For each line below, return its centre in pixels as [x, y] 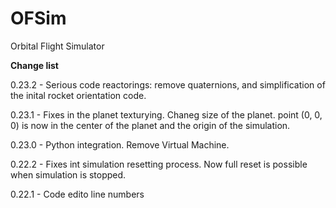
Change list [34, 65]
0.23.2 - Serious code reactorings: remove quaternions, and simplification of [168, 84]
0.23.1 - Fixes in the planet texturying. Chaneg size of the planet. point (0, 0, [166, 114]
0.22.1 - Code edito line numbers [77, 194]
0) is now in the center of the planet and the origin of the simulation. [150, 125]
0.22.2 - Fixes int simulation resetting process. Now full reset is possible [159, 164]
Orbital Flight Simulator [57, 46]
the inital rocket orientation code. [78, 95]
